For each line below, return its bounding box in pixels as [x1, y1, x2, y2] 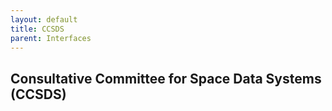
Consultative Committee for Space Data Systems [10, 70, 322, 87]
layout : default [10, 14, 78, 25]
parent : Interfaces [10, 33, 92, 43]
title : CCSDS [10, 24, 65, 34]
